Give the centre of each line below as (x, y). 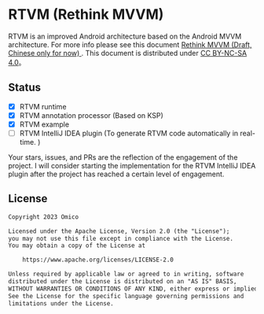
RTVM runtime (43, 106)
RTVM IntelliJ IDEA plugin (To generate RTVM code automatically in (129, 133)
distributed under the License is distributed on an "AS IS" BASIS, (123, 282)
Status (25, 88)
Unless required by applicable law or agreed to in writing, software (126, 274)
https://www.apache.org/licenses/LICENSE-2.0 (98, 260)
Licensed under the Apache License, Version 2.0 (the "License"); (119, 231)
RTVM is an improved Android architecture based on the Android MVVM (125, 36)
